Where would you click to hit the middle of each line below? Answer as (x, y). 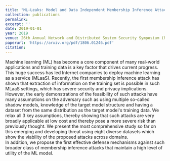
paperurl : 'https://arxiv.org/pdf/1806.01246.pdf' (60, 43)
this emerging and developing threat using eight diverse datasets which (80, 131)
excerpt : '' (18, 24)
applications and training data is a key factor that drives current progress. (82, 67)
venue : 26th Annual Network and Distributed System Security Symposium (82, 38)
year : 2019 (17, 33)
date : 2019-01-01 (24, 29)
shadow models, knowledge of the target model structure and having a (79, 104)
